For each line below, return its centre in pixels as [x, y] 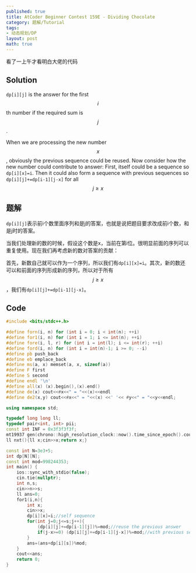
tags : [13, 28]
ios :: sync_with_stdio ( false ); [53, 472]
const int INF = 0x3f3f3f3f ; [41, 429]
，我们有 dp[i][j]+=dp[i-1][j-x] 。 [48, 289]
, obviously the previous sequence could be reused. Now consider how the [96, 160]
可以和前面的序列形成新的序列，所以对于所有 [60, 270]
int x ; [35, 505]
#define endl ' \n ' [28, 381]
